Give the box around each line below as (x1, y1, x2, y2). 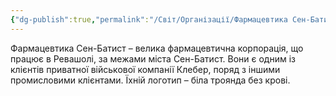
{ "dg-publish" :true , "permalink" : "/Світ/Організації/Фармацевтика (10, 14, 288, 25)
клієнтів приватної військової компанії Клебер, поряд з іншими (10, 63, 281, 75)
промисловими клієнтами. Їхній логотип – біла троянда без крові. (10, 74, 291, 86)
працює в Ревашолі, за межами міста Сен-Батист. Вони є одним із (10, 52, 296, 65)
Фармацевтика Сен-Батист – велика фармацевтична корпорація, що (10, 42, 304, 54)
